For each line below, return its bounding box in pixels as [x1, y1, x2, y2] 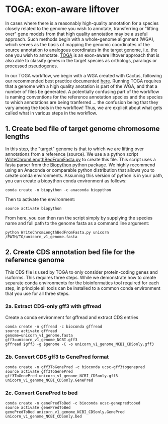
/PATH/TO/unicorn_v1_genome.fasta [5, 234, 78, 239]
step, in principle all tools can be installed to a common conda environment [5, 285, 161, 291]
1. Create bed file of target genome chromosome [5, 125, 160, 133]
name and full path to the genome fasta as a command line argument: [5, 220, 149, 226]
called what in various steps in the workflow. [5, 110, 98, 116]
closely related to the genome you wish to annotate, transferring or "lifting [5, 25, 158, 31]
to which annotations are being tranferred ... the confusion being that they [5, 99, 158, 105]
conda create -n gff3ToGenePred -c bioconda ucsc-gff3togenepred [5, 365, 145, 370]
